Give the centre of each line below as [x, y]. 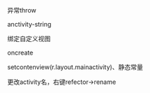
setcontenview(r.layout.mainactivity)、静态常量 [75, 67]
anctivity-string [29, 24]
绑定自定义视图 [29, 38]
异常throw [22, 10]
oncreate [20, 52]
